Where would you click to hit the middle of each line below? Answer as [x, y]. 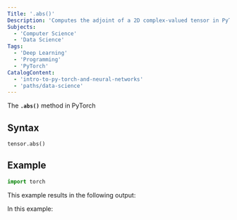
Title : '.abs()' [31, 14]
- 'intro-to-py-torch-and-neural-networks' [78, 79]
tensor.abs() [26, 144]
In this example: [30, 209]
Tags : [15, 46]
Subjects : [22, 27]
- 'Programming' [37, 60]
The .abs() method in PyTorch [52, 105]
